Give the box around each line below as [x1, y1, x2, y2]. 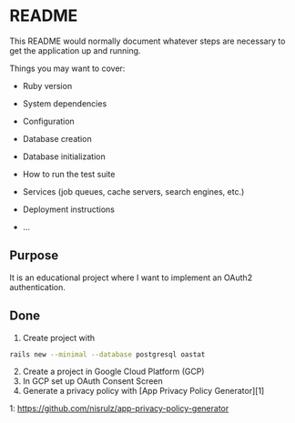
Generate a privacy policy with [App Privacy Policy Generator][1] [22, 386, 265, 397]
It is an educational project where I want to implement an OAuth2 [9, 272, 253, 283]
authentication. [9, 281, 66, 292]
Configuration [22, 116, 75, 126]
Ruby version [22, 80, 73, 91]
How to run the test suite [22, 168, 116, 179]
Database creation [22, 133, 93, 144]
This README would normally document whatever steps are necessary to [9, 35, 286, 46]
